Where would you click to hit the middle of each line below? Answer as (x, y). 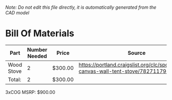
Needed (37, 56)
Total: (15, 79)
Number (37, 50)
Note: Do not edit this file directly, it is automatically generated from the (81, 7)
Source (137, 53)
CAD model (17, 12)
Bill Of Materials (40, 33)
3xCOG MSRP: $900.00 (30, 92)
